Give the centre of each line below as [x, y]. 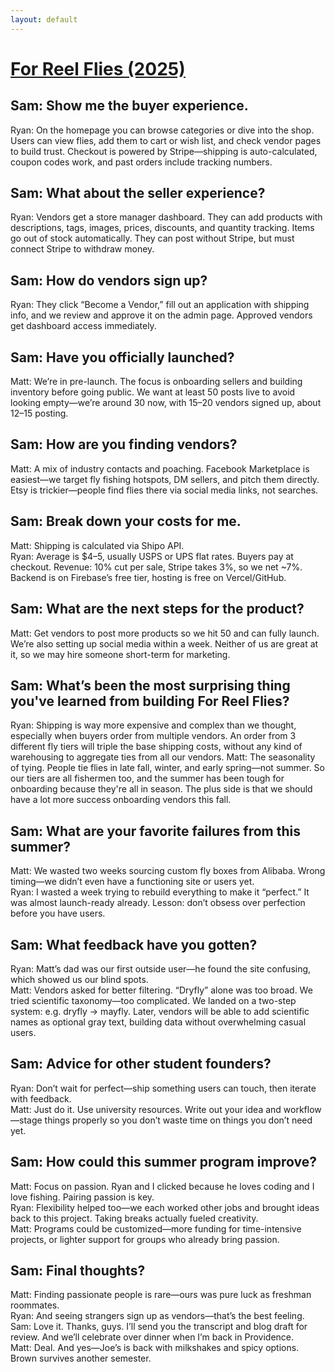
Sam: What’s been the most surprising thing [150, 685]
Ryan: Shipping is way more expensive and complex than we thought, [153, 725]
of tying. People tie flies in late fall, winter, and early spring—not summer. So [167, 768]
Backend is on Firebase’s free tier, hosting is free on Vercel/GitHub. [148, 577]
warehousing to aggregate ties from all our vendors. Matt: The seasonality [163, 757]
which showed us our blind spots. [79, 979]
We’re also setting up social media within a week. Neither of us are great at [164, 643]
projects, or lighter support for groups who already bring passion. [145, 1239]
